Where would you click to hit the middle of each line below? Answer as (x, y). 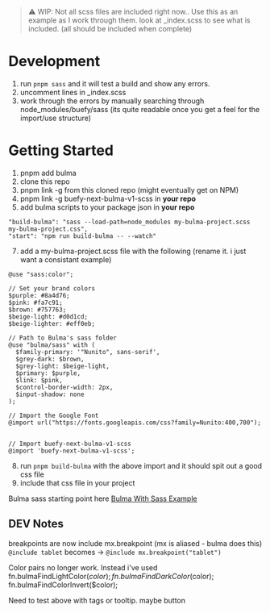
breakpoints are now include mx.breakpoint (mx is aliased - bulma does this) (135, 543)
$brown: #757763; (37, 310)
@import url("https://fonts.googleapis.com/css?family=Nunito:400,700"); (135, 423)
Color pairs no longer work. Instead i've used (83, 567)
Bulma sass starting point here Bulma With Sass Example (103, 498)
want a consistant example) (66, 259)
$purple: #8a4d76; (39, 295)
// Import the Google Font (54, 415)
